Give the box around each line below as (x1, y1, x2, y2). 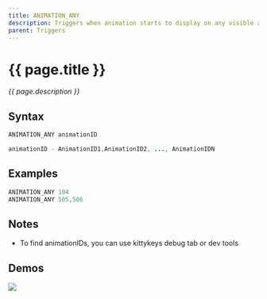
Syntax (8, 109, 44, 123)
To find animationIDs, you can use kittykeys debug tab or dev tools (19, 239, 239, 248)
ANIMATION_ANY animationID (8, 131, 98, 139)
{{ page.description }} (8, 86, 80, 96)
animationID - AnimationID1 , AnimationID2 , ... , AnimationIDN (8, 145, 215, 153)
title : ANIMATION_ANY (8, 11, 80, 20)
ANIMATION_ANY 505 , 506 (8, 195, 83, 203)
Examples (8, 167, 58, 181)
